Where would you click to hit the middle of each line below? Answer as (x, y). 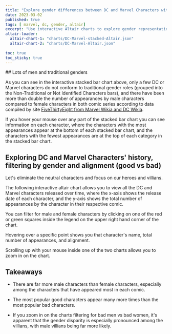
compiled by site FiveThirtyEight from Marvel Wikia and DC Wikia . (74, 110)
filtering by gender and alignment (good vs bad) (83, 165)
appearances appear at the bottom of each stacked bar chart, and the (79, 130)
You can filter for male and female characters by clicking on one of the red (84, 214)
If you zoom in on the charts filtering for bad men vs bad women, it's (85, 315)
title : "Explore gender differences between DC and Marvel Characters (82, 10)
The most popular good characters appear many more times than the (85, 300)
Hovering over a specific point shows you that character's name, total (79, 235)
